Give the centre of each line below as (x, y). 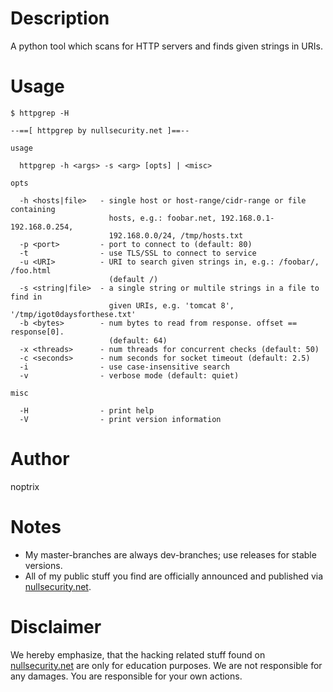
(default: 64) (138, 340)
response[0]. (37, 332)
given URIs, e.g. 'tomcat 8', (171, 305)
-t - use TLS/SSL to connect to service (138, 253)
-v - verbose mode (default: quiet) (129, 375)
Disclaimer (56, 626)
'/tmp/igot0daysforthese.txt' (73, 314)
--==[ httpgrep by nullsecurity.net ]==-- (100, 130)
